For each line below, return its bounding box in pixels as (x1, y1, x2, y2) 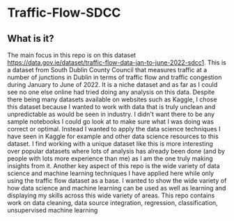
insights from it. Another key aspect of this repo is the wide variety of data (7, 162, 221, 170)
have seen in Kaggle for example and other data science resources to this (7, 132, 219, 140)
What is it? (7, 33, 54, 44)
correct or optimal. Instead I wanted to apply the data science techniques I (7, 125, 221, 133)
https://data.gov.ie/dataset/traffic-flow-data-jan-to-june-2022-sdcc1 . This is (7, 58, 226, 67)
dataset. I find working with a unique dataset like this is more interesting (7, 140, 214, 147)
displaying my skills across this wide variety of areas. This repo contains (7, 191, 215, 199)
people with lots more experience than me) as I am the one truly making (7, 154, 214, 163)
